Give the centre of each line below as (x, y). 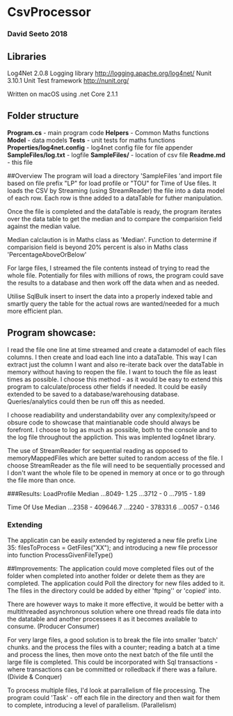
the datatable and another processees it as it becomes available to (103, 619)
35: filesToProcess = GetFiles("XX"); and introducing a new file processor (112, 548)
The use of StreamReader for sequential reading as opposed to (97, 450)
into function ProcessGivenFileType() (60, 555)
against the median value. (44, 226)
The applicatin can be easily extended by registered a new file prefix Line (112, 540)
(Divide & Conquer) (35, 676)
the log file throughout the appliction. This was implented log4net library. (111, 437)
